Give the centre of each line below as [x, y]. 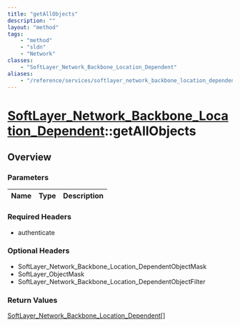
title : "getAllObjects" [43, 14]
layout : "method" [33, 27]
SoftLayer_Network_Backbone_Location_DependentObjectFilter [111, 281]
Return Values [32, 300]
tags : [15, 34]
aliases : [20, 74]
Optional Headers [39, 251]
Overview [30, 157]
